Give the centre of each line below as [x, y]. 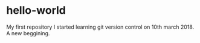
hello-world [36, 10]
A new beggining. [28, 33]
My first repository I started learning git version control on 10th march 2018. [100, 27]
